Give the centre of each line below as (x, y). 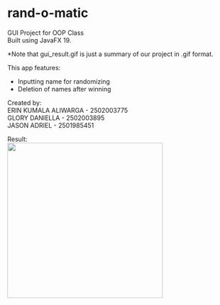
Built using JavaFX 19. (39, 40)
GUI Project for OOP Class (45, 33)
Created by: (24, 102)
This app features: (34, 67)
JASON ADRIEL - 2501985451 (51, 125)
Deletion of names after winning (64, 89)
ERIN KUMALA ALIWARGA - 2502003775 (68, 110)
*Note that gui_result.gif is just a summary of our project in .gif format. (111, 54)
